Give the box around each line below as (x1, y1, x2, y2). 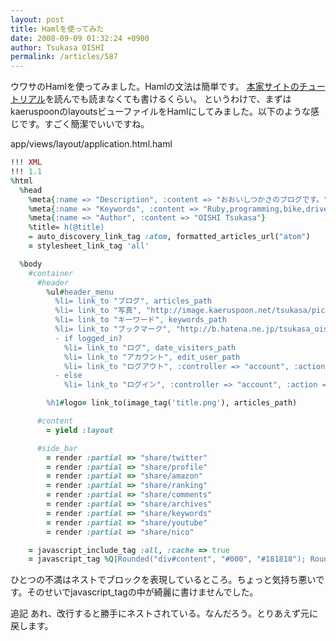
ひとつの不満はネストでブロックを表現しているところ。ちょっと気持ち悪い (10, 574, 317, 586)
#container (28, 268, 74, 278)
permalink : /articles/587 (10, 52, 118, 62)
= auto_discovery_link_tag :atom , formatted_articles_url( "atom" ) (28, 232, 311, 242)
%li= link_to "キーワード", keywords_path (54, 315, 227, 325)
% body (19, 259, 43, 269)
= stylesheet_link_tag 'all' (28, 241, 150, 251)
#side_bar (36, 443, 78, 453)
